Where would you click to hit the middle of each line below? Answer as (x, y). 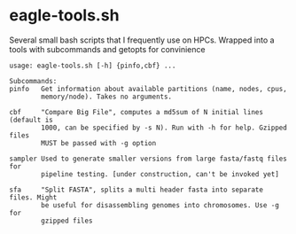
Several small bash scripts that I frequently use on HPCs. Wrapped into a (142, 40)
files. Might (33, 197)
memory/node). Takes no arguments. (107, 97)
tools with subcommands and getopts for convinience (107, 49)
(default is (31, 120)
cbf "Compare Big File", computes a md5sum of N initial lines (136, 112)
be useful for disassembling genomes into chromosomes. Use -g (160, 205)
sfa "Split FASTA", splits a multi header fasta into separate (136, 190)
